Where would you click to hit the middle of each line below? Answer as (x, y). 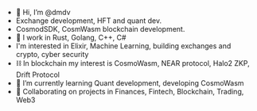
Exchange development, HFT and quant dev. (88, 21)
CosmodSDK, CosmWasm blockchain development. (100, 29)
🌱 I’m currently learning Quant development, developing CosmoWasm (130, 83)
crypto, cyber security (52, 54)
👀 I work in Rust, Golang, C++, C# (71, 37)
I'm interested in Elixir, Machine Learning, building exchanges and (123, 46)
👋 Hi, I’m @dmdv (43, 12)
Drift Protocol (37, 75)
